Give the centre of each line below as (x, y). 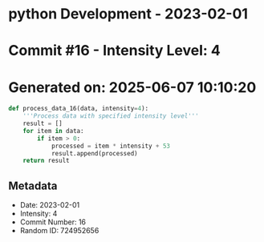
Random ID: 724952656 (59, 231)
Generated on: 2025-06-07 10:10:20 (132, 87)
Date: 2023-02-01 (50, 205)
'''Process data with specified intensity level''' (111, 116)
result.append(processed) (94, 153)
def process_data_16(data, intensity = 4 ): (79, 109)
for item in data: (53, 131)
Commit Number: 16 (53, 222)
